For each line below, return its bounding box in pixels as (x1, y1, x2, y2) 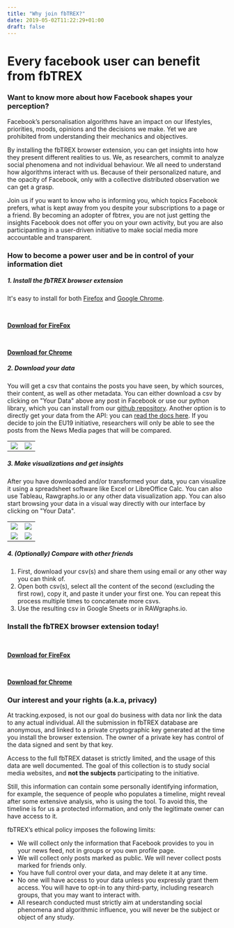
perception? (7, 102, 49, 111)
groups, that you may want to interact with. (17, 891, 141, 899)
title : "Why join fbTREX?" (7, 10, 86, 17)
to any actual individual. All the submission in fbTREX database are (7, 718, 198, 727)
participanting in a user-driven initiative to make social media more (7, 226, 198, 234)
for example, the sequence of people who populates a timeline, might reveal (7, 790, 226, 798)
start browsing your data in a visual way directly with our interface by (7, 499, 205, 507)
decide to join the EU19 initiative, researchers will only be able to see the (7, 419, 215, 427)
